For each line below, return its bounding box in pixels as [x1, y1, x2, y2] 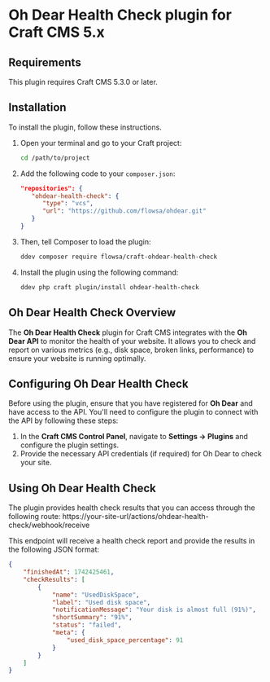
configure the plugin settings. [20, 440, 120, 450]
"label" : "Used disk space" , [51, 598, 151, 606]
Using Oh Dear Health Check [8, 481, 157, 495]
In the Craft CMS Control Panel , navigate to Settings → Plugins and [20, 432, 248, 442]
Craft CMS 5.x [8, 23, 106, 42]
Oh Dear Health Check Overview [8, 306, 176, 319]
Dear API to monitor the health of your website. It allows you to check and [8, 336, 256, 345]
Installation [8, 100, 67, 115]
